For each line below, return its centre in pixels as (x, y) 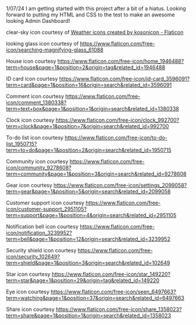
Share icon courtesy (30, 309)
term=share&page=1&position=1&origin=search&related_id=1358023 (89, 315)
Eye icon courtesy (28, 292)
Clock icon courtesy (30, 120)
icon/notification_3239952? (39, 233)
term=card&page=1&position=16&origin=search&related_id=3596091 (89, 85)
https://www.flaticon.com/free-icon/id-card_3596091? (125, 79)
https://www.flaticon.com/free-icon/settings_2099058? (120, 185)
